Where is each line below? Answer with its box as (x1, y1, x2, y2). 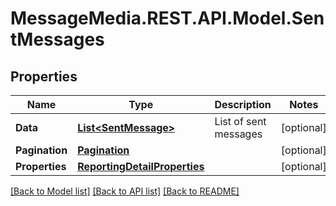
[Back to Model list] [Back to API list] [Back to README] (10, 185, 240, 197)
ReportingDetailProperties (77, 160, 205, 173)
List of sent (214, 115, 267, 128)
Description (214, 98, 272, 111)
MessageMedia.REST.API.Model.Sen (10, 7, 325, 30)
